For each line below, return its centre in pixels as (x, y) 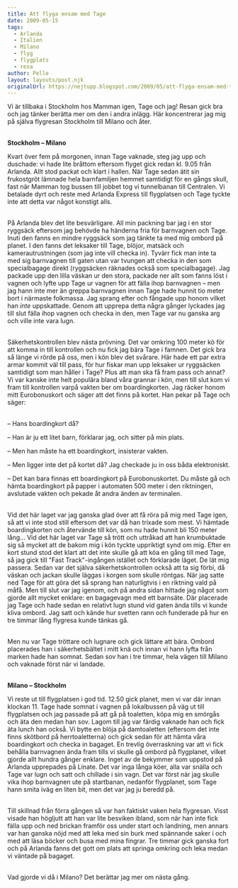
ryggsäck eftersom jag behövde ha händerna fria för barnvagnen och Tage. (118, 230)
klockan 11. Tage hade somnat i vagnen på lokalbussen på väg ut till (106, 707)
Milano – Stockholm (37, 685)
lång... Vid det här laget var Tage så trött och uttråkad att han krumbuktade (117, 538)
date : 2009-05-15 (33, 21)
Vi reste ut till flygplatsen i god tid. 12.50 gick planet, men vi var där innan (114, 699)
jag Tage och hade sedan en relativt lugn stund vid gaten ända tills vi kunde (118, 605)
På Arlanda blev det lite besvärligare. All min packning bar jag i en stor (110, 223)
